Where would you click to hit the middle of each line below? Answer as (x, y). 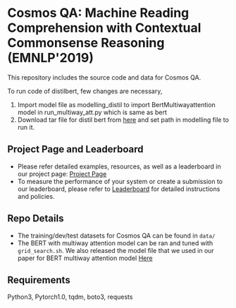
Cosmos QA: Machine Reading (98, 13)
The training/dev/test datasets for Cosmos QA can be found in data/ (116, 235)
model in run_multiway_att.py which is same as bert (92, 112)
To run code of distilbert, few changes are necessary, (85, 91)
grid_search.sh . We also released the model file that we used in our (116, 250)
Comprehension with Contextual (104, 28)
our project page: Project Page (62, 173)
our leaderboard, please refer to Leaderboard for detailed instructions (119, 189)
